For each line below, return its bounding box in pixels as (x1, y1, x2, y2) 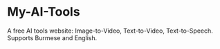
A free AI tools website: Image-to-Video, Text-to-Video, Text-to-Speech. (7, 27, 213, 35)
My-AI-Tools (7, 4, 81, 20)
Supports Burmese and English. (7, 33, 98, 42)
